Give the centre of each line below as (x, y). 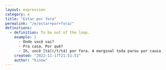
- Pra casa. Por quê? (41, 46)
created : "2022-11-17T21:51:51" (47, 55)
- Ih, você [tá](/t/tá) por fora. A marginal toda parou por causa (90, 51)
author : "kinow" (31, 60)
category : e (17, 14)
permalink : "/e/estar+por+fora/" (40, 23)
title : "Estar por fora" (31, 19)
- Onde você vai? (36, 42)
